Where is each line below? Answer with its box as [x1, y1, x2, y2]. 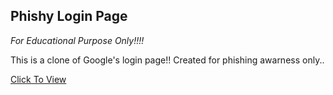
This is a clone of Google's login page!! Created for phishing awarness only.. [10, 54, 325, 66]
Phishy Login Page [10, 8, 128, 25]
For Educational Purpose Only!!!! [10, 34, 145, 46]
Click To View [10, 73, 67, 85]
